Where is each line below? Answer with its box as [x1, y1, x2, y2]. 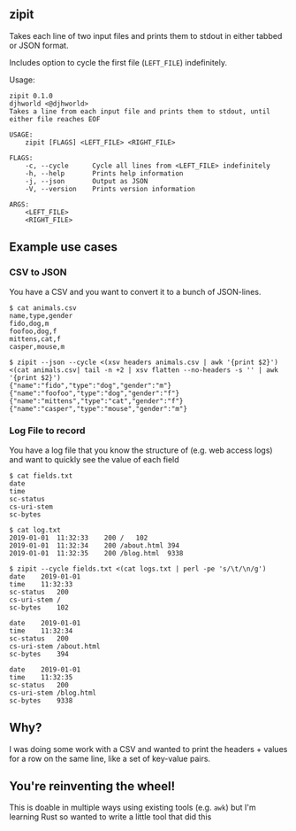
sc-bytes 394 [9, 649, 69, 658]
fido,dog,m [9, 319, 49, 328]
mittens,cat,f [9, 334, 62, 344]
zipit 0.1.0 [9, 91, 53, 100]
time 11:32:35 [9, 672, 73, 681]
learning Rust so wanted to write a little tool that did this [9, 812, 212, 822]
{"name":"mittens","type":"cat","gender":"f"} [9, 396, 184, 406]
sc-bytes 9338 [9, 695, 73, 705]
